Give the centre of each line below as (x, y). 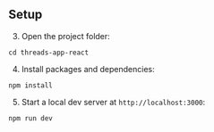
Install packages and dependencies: (88, 69)
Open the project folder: (66, 36)
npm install (30, 85)
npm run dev (30, 118)
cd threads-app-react (49, 53)
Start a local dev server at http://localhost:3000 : (113, 102)
